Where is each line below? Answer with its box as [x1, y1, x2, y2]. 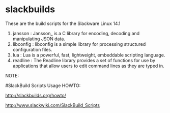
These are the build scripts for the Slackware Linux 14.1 [5, 20, 121, 26]
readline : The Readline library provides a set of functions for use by [12, 57, 156, 63]
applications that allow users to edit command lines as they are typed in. [12, 63, 164, 69]
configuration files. [12, 46, 52, 52]
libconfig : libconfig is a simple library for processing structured [12, 41, 146, 47]
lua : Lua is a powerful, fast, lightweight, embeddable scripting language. [12, 52, 165, 58]
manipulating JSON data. [12, 36, 65, 42]
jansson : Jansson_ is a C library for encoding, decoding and [12, 30, 140, 36]
